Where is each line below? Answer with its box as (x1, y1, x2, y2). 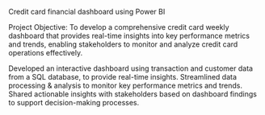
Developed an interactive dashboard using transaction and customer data (8, 64, 253, 73)
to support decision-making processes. (8, 98, 140, 107)
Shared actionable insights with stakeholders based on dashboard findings (8, 89, 257, 99)
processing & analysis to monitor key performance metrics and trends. (8, 80, 242, 90)
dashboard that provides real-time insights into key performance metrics (8, 31, 250, 40)
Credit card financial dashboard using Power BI (8, 7, 166, 16)
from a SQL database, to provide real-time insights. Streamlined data (8, 72, 237, 81)
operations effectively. (8, 48, 83, 57)
